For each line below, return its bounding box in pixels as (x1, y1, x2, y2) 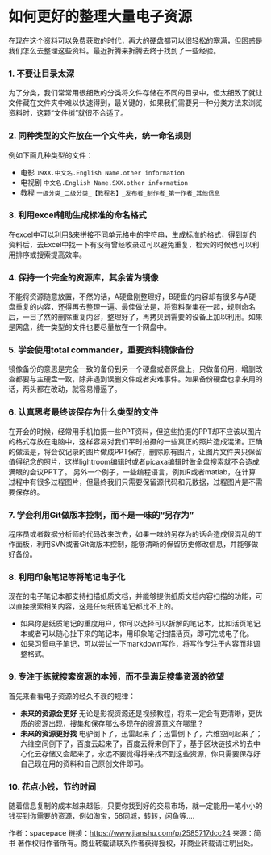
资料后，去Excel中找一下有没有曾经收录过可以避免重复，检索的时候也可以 (8, 239, 252, 249)
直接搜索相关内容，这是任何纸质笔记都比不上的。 (15, 601, 178, 611)
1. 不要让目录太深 (8, 68, 75, 79)
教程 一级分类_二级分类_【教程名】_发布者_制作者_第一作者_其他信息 (19, 187, 220, 197)
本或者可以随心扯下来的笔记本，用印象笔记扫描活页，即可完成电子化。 (19, 629, 254, 638)
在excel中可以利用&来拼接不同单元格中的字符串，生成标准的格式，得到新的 (8, 230, 256, 239)
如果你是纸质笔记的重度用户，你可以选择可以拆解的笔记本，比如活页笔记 (19, 619, 261, 629)
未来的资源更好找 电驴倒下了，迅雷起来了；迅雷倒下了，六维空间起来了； (19, 728, 263, 738)
